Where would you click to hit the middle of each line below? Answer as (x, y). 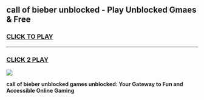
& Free (19, 20)
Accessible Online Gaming (40, 90)
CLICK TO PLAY (30, 37)
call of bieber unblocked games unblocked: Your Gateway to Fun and (95, 84)
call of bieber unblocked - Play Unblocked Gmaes (101, 10)
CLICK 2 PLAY (27, 59)
